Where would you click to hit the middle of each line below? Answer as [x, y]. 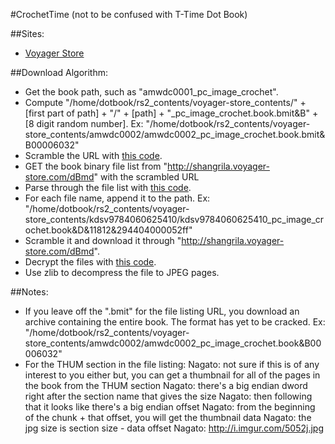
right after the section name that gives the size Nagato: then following [168, 396]
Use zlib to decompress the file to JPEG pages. [122, 272]
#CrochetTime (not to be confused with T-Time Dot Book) [129, 14]
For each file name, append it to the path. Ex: [117, 198]
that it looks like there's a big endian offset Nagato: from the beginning [170, 407]
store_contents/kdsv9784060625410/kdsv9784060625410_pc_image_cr [174, 219]
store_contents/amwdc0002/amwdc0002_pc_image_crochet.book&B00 [173, 343]
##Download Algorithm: [59, 72]
